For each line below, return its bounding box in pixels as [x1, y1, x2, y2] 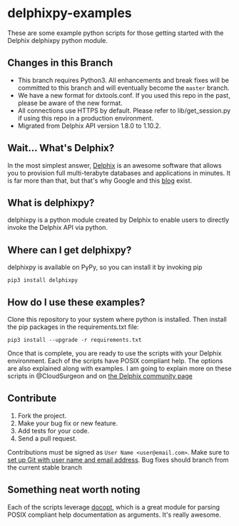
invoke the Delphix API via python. [7, 223, 108, 232]
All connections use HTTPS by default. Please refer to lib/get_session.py [17, 106, 231, 115]
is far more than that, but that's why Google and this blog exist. [7, 176, 193, 185]
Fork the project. [17, 411, 67, 420]
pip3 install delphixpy [7, 277, 78, 284]
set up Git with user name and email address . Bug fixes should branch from [7, 455, 229, 464]
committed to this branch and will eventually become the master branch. [17, 84, 230, 92]
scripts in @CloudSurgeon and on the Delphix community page [7, 372, 193, 380]
